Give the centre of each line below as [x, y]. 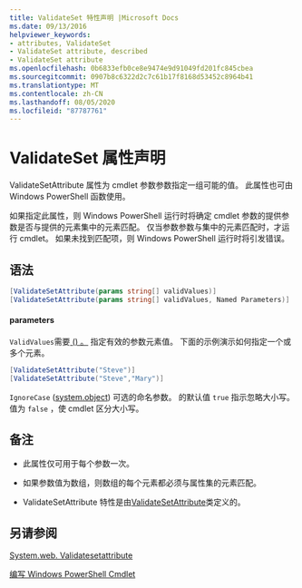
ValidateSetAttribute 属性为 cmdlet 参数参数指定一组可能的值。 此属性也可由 [151, 185]
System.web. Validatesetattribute [71, 555]
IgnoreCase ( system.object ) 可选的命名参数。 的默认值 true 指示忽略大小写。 [152, 397]
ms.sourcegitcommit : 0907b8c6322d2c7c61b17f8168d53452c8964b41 [132, 77]
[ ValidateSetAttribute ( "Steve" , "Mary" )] [87, 378]
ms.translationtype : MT [54, 85]
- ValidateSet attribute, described [78, 52]
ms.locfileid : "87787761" [58, 111]
